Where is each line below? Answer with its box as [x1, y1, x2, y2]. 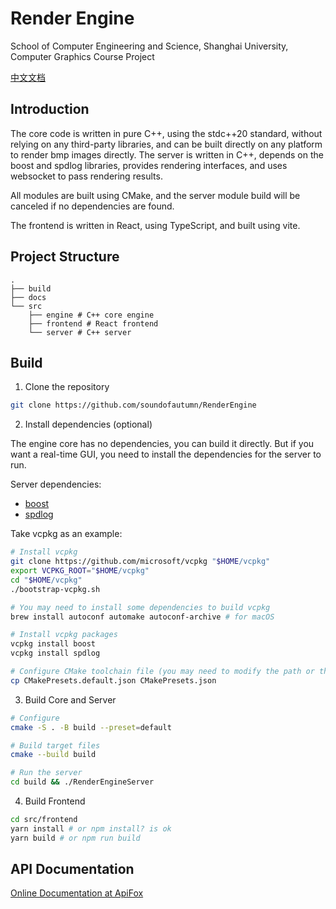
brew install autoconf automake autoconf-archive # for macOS [10, 612, 275, 622]
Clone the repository [24, 381, 110, 393]
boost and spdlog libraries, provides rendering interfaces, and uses [10, 159, 288, 171]
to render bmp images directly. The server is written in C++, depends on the [10, 148, 324, 161]
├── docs [10, 292, 47, 302]
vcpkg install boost [10, 639, 97, 649]
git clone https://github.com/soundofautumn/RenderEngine [10, 400, 257, 411]
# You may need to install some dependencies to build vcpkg [10, 602, 271, 612]
